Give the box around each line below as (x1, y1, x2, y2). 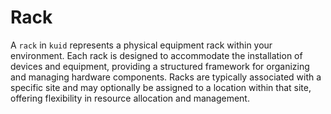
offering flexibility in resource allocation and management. (10, 92, 250, 104)
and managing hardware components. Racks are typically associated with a (10, 71, 322, 83)
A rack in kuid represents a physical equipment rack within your (10, 39, 273, 51)
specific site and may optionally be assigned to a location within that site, (10, 81, 312, 93)
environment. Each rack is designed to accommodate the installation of (10, 49, 303, 61)
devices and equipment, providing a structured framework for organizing (10, 60, 310, 72)
